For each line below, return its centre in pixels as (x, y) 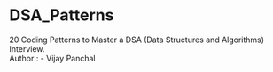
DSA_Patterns (62, 15)
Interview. (27, 48)
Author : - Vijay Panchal (52, 58)
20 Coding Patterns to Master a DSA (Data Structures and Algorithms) (136, 40)
